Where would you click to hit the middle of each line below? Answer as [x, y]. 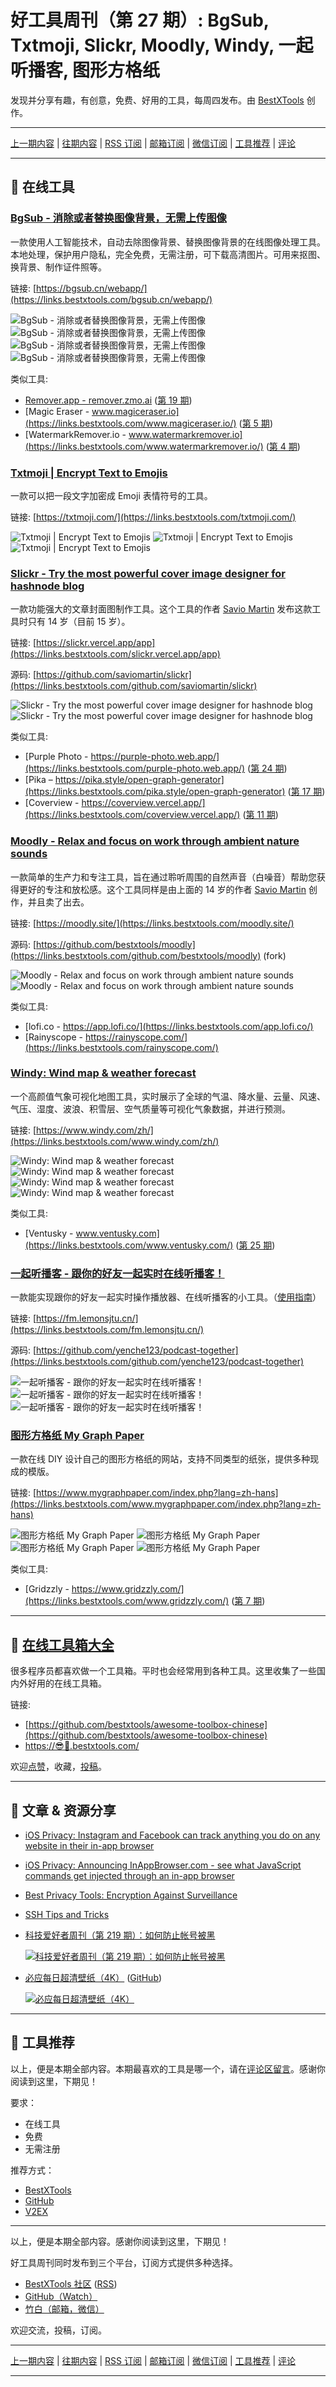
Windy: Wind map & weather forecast [103, 1073]
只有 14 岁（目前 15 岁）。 [79, 622]
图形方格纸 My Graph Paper [77, 1436]
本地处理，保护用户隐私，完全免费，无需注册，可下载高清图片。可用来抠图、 [168, 254]
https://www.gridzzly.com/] [128, 1589]
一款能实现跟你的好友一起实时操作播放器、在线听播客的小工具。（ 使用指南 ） [166, 1297]
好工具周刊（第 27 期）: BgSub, [140, 20]
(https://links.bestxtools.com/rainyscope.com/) [121, 1047]
